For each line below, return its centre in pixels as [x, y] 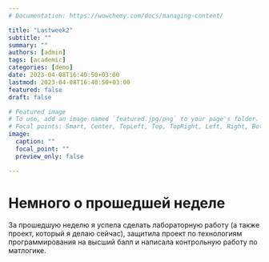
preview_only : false [50, 156]
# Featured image [37, 112]
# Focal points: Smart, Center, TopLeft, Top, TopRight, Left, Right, [128, 127]
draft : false [30, 97]
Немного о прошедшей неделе [117, 203]
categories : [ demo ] [41, 68]
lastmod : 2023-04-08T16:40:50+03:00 [69, 82]
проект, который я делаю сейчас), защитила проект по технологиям [125, 234]
